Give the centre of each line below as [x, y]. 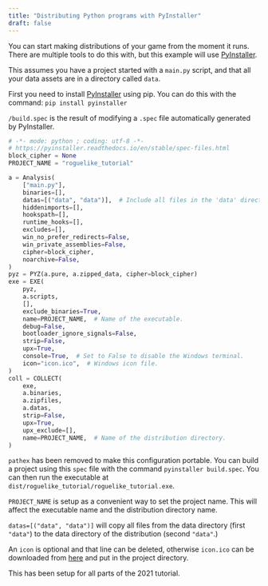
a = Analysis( [32, 177]
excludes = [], [44, 230]
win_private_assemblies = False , [75, 245]
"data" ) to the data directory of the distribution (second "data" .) [113, 534]
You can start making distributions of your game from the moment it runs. [129, 46]
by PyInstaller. [32, 126]
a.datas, [37, 409]
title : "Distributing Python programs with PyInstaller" [105, 16]
